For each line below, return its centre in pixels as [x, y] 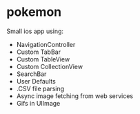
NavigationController [46, 44]
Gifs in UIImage [38, 103]
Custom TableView [43, 59]
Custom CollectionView [50, 66]
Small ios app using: [35, 31]
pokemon [34, 12]
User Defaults [36, 81]
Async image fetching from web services [75, 96]
